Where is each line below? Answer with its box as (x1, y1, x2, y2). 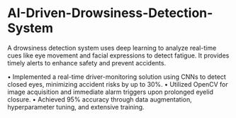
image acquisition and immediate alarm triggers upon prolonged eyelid (7, 87, 214, 96)
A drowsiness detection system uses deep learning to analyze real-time (7, 43, 217, 52)
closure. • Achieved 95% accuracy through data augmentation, (7, 95, 193, 104)
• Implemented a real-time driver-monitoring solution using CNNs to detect (7, 73, 227, 81)
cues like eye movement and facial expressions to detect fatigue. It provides (7, 51, 230, 60)
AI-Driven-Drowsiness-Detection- (7, 5, 213, 21)
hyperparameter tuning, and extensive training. (7, 102, 145, 111)
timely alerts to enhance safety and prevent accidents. (7, 58, 167, 67)
